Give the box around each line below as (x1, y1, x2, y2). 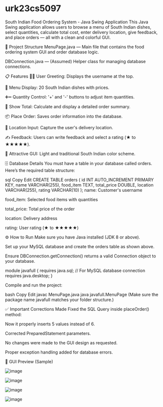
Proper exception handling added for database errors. (5, 349, 113, 355)
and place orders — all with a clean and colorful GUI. (5, 34, 111, 40)
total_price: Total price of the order (5, 206, 75, 212)
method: (5, 311, 22, 317)
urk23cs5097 (5, 3, 61, 14)
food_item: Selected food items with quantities (5, 196, 98, 202)
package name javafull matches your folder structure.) (5, 297, 114, 303)
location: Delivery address (5, 215, 57, 221)
